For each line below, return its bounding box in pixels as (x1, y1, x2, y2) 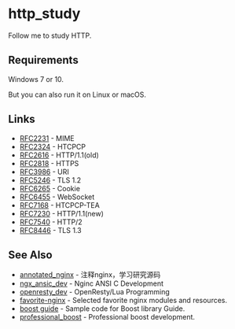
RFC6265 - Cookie (19, 183, 81, 193)
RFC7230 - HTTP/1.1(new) (19, 209, 105, 218)
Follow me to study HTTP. (8, 31, 92, 40)
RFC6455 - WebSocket (19, 192, 95, 201)
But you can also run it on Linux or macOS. (8, 90, 147, 99)
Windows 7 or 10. (8, 74, 64, 83)
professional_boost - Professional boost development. (19, 312, 195, 322)
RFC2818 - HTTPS (19, 158, 79, 168)
